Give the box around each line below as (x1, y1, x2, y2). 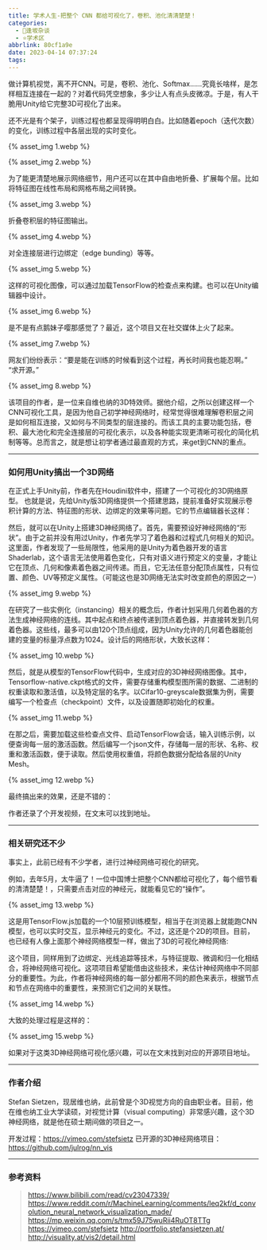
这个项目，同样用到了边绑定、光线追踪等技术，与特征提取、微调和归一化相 (8, 953, 252, 963)
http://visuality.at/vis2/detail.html (27, 1232, 136, 1242)
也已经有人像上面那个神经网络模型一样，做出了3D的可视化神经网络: (8, 936, 229, 946)
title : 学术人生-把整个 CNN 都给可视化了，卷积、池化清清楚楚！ (8, 11, 197, 20)
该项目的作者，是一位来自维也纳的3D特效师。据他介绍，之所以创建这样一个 (8, 397, 254, 407)
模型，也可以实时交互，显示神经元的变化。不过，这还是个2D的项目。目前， (8, 927, 254, 936)
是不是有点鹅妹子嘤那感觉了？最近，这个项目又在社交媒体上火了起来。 (8, 322, 238, 332)
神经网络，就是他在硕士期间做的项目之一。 (8, 1116, 148, 1127)
